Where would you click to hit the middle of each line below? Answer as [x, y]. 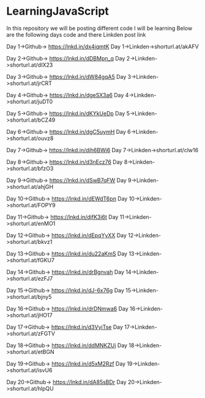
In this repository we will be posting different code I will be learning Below [99, 28]
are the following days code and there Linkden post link [76, 34]
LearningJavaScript [58, 11]
